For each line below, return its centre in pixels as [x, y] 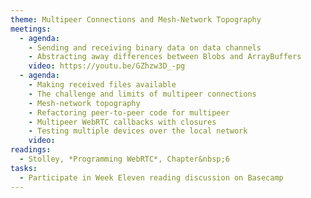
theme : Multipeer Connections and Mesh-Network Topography [136, 19]
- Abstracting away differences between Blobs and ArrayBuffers [165, 57]
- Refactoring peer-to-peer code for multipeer [129, 112]
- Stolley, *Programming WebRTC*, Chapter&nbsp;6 [124, 159]
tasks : [24, 168]
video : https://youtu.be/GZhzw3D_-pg [107, 66]
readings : [31, 150]
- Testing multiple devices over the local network [138, 131]
